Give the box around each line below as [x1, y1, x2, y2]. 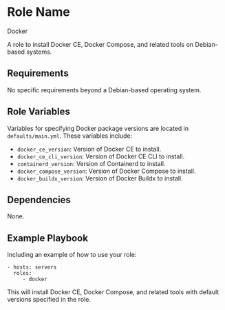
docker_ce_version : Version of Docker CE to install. [17, 145, 162, 153]
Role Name [7, 4, 70, 20]
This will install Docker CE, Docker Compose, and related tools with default [7, 288, 219, 296]
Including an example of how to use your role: [7, 251, 137, 259]
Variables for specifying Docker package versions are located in [7, 124, 189, 132]
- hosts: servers [7, 264, 57, 271]
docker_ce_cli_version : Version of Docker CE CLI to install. [17, 152, 185, 161]
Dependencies [7, 194, 71, 205]
